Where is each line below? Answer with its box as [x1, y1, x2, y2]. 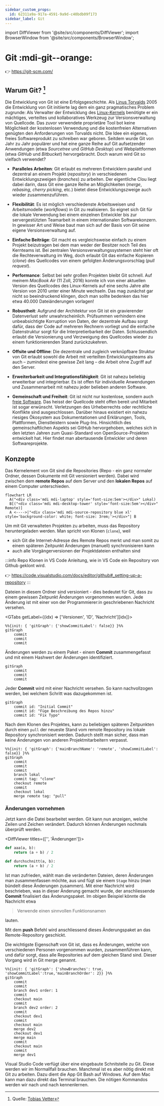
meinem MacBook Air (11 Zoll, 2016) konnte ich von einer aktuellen [12, 278, 146, 284]
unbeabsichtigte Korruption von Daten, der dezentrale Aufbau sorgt [12, 318, 148, 324]
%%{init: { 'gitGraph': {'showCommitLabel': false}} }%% [5, 623, 123, 628]
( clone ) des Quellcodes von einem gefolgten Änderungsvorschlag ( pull [12, 258, 155, 264]
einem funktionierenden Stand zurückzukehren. [12, 339, 108, 345]
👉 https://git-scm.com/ [5, 69, 53, 74]
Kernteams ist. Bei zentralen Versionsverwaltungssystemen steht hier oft [12, 247, 159, 253]
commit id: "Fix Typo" [14, 713, 60, 718]
